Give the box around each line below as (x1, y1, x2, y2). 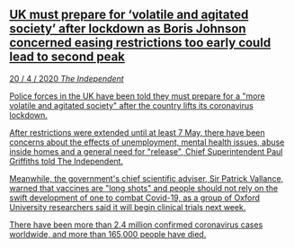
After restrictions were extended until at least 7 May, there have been (9, 127, 265, 137)
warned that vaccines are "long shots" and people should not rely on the (9, 182, 279, 193)
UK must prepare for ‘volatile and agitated (9, 7, 249, 22)
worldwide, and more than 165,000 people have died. (9, 228, 207, 239)
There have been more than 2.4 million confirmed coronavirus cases (9, 219, 263, 230)
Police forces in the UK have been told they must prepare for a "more (9, 90, 265, 102)
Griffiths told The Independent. (9, 155, 124, 166)
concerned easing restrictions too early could (9, 35, 272, 50)
